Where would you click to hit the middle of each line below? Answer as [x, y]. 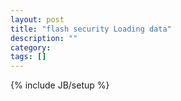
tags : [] [28, 57]
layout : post [37, 19]
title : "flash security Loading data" [91, 29]
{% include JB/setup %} [60, 85]
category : [31, 47]
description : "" [44, 38]
